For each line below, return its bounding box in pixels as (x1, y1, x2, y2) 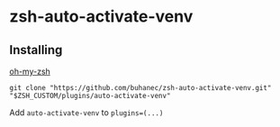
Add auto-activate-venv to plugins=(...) (9, 107, 164, 118)
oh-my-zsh (9, 66, 51, 77)
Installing (9, 42, 63, 58)
